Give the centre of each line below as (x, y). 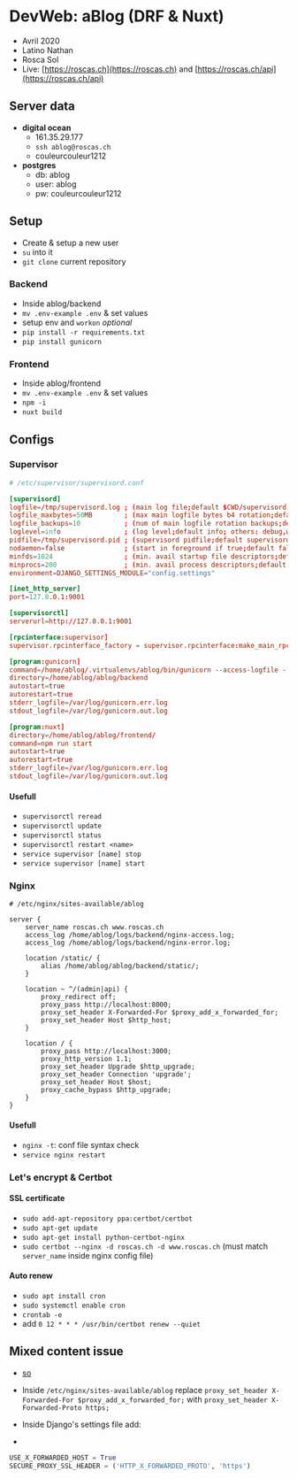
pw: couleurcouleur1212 (78, 193)
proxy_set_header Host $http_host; (107, 1021)
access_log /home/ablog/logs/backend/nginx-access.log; (130, 936)
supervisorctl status (61, 836)
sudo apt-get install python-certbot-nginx (103, 1237)
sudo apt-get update (60, 1228)
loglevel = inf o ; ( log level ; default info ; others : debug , (148, 532)
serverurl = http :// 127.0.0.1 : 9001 (71, 621)
